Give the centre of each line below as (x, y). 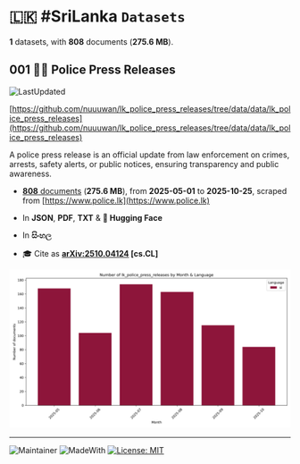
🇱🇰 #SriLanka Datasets (97, 17)
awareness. (30, 173)
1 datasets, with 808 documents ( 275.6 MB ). (92, 41)
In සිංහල (37, 235)
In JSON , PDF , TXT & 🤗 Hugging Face (92, 217)
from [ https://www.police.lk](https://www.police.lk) (116, 200)
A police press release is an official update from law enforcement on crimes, (150, 155)
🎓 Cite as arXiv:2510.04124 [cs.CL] (90, 253)
